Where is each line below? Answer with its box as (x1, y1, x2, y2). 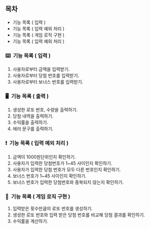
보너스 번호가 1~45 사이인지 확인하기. (12, 173, 87, 179)
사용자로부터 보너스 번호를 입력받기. (12, 79, 84, 85)
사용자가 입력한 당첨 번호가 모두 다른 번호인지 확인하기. (12, 166, 121, 172)
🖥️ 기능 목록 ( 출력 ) (5, 93, 49, 100)
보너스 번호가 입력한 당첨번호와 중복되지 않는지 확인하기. (12, 179, 124, 185)
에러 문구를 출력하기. (12, 126, 54, 132)
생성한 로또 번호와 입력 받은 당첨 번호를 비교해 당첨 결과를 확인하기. (12, 212, 145, 218)
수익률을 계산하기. (12, 218, 48, 224)
